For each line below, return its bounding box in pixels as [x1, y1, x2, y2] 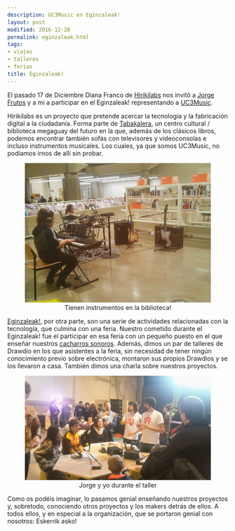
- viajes [7, 48, 33, 55]
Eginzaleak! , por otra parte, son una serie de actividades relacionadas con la [7, 316, 229, 325]
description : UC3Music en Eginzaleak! [7, 11, 121, 18]
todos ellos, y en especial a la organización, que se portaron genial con [7, 509, 213, 518]
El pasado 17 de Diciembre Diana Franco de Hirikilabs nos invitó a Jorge [7, 90, 215, 99]
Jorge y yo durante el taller [79, 481, 157, 490]
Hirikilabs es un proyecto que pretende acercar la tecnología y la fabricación [7, 112, 228, 120]
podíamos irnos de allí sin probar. [7, 149, 104, 157]
